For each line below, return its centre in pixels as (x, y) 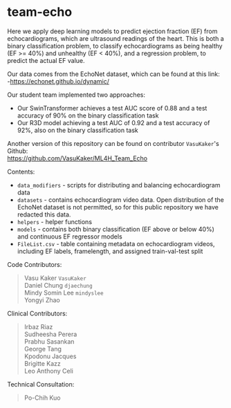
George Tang (43, 349)
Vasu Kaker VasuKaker (55, 278)
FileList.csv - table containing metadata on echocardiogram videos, (116, 243)
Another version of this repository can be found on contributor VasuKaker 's (113, 143)
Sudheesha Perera (50, 334)
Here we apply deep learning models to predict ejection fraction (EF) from (112, 31)
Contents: (21, 171)
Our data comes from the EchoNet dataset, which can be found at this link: (113, 74)
